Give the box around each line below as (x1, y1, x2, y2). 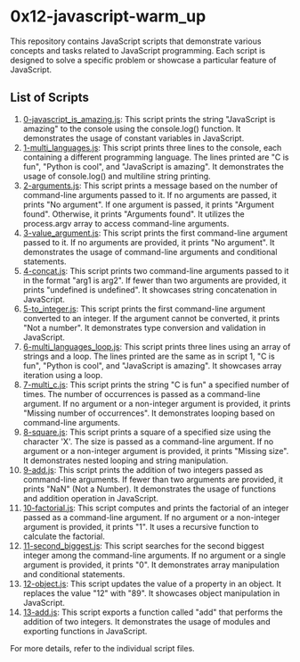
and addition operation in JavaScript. (22, 492, 159, 503)
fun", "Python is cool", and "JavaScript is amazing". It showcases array (22, 360, 282, 371)
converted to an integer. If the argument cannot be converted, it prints (22, 312, 280, 323)
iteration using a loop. (22, 369, 103, 380)
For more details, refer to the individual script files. (10, 642, 195, 653)
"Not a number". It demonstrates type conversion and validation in (22, 322, 266, 333)
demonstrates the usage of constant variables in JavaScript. (22, 132, 245, 144)
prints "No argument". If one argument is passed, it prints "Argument (22, 199, 274, 210)
